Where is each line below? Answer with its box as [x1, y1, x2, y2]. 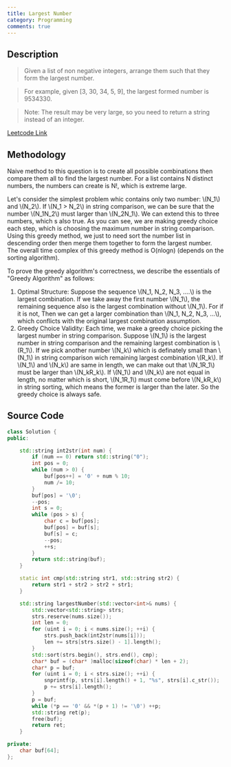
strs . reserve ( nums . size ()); [32, 613, 112, 620]
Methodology [7, 149, 67, 161]
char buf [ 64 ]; [19, 747, 60, 755]
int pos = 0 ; [32, 460, 69, 467]
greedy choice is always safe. [16, 390, 102, 398]
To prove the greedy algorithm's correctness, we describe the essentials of [7, 267, 220, 275]
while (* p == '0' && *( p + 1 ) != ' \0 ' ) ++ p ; [32, 702, 162, 710]
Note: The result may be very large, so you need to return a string [23, 108, 210, 116]
